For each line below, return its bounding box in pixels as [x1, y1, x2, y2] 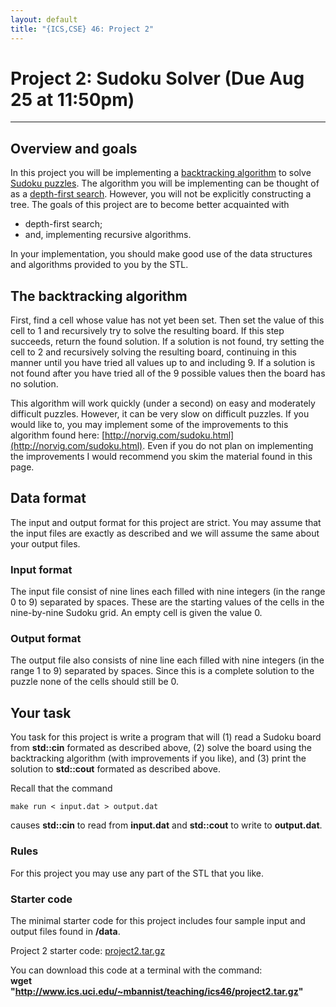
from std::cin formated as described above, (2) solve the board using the [10, 742, 313, 754]
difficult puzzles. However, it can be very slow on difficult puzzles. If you [10, 408, 310, 420]
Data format [10, 490, 87, 507]
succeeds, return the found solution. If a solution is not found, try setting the [10, 336, 325, 348]
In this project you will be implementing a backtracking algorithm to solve [10, 167, 312, 179]
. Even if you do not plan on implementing [142, 440, 314, 452]
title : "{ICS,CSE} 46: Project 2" [10, 24, 155, 34]
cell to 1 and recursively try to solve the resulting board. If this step [10, 325, 285, 337]
